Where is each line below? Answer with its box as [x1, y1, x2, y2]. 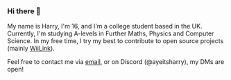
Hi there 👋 [7, 6, 42, 16]
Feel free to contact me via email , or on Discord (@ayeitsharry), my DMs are [7, 58, 225, 66]
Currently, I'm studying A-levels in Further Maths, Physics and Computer [7, 29, 214, 38]
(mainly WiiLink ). [7, 45, 55, 53]
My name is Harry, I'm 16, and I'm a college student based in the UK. [7, 22, 203, 31]
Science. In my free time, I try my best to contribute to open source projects [7, 37, 224, 45]
